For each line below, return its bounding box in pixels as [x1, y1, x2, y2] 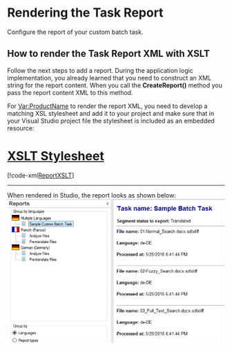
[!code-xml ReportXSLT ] [7, 171, 75, 180]
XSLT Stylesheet [7, 148, 105, 164]
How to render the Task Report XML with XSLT [7, 48, 211, 60]
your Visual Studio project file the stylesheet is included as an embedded [7, 116, 215, 125]
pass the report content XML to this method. [7, 88, 133, 96]
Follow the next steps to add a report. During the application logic [7, 66, 193, 74]
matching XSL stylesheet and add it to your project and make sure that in [7, 109, 215, 117]
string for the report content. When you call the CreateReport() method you [7, 81, 222, 89]
